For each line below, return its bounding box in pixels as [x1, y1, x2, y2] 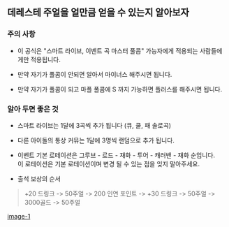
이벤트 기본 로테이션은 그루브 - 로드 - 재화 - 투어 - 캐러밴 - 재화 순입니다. [17, 151, 215, 159]
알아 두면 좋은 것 [7, 104, 59, 114]
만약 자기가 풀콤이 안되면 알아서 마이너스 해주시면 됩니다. [17, 70, 172, 78]
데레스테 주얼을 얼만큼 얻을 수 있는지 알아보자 [7, 6, 190, 19]
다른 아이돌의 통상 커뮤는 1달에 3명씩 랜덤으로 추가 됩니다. [17, 136, 175, 145]
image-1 [7, 212, 31, 220]
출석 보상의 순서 [17, 174, 61, 183]
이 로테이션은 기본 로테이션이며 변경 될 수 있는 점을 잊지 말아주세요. [17, 159, 200, 168]
